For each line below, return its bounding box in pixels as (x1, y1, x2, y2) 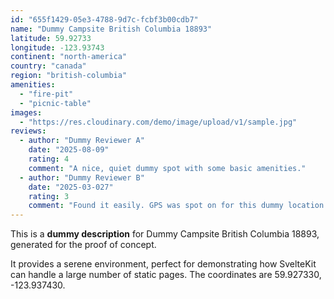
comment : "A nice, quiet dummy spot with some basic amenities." (28, 163, 307, 173)
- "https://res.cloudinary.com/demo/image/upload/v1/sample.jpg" (19, 117, 298, 127)
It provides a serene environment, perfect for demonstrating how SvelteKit (10, 258, 317, 270)
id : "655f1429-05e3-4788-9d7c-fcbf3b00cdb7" (10, 14, 199, 25)
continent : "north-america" (10, 52, 128, 62)
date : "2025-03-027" (28, 182, 114, 192)
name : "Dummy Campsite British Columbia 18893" (10, 24, 213, 34)
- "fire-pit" (19, 89, 74, 99)
